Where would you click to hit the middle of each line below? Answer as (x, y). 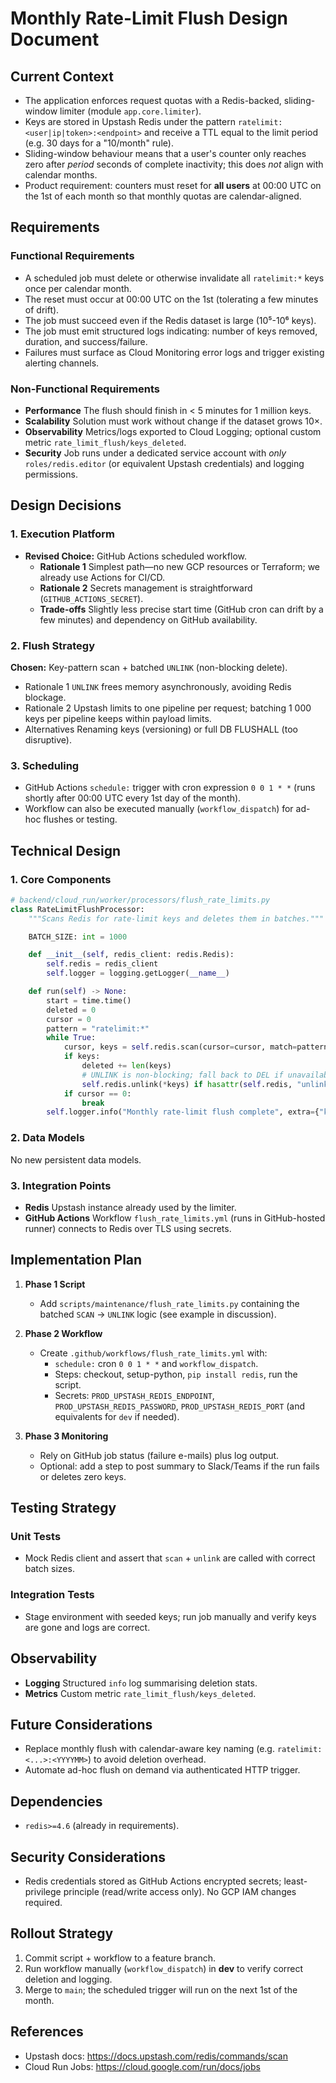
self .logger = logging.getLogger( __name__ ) (138, 973)
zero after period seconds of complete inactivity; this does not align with (174, 164)
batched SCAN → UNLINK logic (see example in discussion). (158, 1314)
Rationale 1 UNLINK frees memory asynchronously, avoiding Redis (158, 686)
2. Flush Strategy (52, 645)
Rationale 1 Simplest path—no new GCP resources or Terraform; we (180, 566)
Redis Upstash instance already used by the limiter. (130, 1207)
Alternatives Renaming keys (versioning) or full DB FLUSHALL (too (161, 729)
